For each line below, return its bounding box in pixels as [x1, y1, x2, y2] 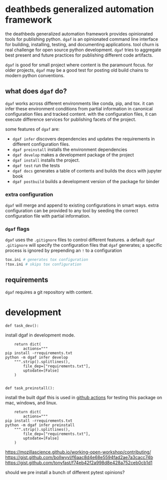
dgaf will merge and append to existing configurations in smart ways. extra [5, 202, 159, 209]
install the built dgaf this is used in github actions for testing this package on [5, 394, 162, 400]
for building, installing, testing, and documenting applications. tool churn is [5, 41, 159, 47]
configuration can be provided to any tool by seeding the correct [5, 208, 138, 214]
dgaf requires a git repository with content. [5, 289, 93, 295]
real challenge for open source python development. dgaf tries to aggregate [5, 47, 161, 53]
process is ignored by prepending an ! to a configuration [5, 247, 122, 254]
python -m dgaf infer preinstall [5, 422, 75, 427]
